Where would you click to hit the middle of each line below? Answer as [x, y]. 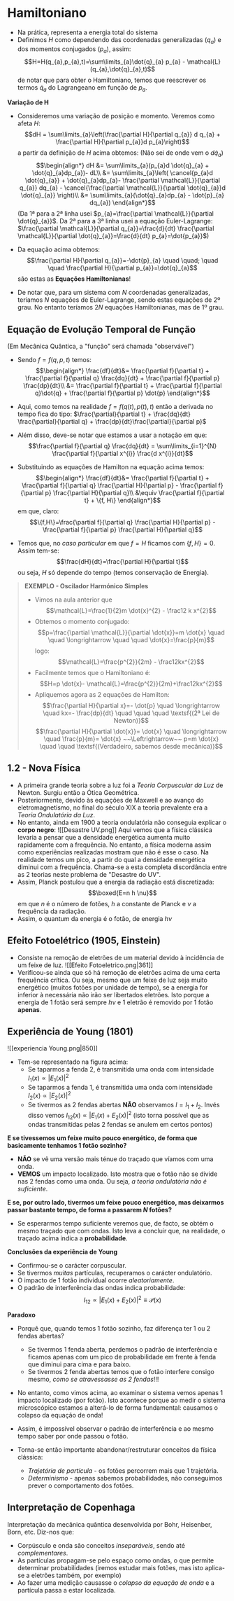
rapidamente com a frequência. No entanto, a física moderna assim [114, 845]
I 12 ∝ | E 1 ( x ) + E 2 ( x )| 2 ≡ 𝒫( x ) [123, 1300]
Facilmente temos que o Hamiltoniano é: [93, 672]
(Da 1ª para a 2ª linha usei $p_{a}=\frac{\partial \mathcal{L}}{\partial [116, 214]
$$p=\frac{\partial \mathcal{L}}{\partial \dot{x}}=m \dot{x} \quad [131, 632]
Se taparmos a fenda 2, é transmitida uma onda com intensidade [121, 1069]
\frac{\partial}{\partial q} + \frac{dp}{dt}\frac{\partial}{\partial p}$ [112, 421]
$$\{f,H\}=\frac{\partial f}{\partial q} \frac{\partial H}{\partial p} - [123, 522]
